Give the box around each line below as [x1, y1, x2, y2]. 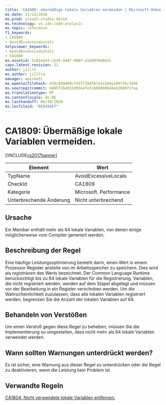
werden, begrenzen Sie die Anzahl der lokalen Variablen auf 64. [5, 296, 135, 302]
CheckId [7, 180, 27, 187]
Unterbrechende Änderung [7, 196, 71, 203]
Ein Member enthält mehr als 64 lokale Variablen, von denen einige [5, 227, 142, 232]
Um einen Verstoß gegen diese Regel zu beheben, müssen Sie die [5, 324, 140, 330]
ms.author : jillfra [5, 72, 45, 77]
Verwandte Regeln [5, 381, 63, 390]
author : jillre [5, 67, 37, 72]
